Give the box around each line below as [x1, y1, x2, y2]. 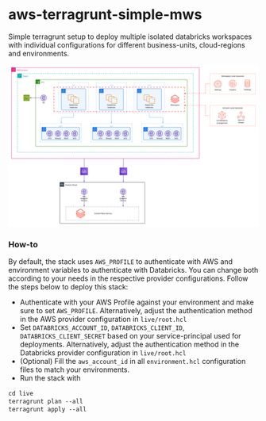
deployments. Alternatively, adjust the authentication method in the [19, 339, 240, 350]
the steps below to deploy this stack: [8, 282, 129, 292]
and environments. [8, 48, 70, 58]
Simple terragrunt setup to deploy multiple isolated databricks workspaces [8, 32, 253, 41]
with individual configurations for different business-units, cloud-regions [8, 40, 245, 49]
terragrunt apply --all [8, 406, 87, 414]
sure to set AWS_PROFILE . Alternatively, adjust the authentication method [19, 306, 253, 316]
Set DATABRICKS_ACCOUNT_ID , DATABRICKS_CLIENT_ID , [19, 323, 185, 332]
